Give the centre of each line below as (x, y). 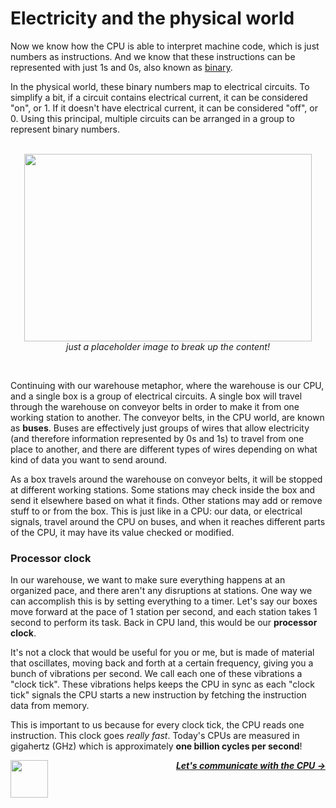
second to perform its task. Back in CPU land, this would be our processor (164, 623)
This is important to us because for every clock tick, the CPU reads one (157, 725)
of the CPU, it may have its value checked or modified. (122, 532)
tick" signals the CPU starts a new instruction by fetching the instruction (158, 695)
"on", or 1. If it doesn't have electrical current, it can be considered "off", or (164, 108)
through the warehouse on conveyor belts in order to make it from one (155, 406)
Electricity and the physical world (152, 18)
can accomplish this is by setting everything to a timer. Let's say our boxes (164, 601)
